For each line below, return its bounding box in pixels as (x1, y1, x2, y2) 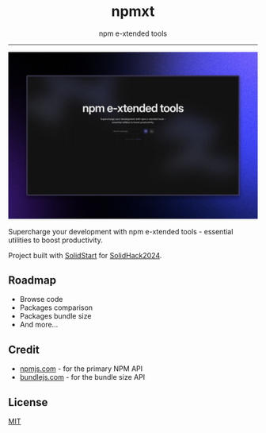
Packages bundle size (19, 311, 92, 321)
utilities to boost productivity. (8, 235, 103, 245)
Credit (8, 342, 40, 356)
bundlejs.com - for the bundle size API (19, 373, 146, 382)
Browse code (19, 295, 63, 304)
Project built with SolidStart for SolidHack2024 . (8, 250, 162, 260)
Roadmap (8, 273, 57, 287)
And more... (19, 320, 59, 330)
